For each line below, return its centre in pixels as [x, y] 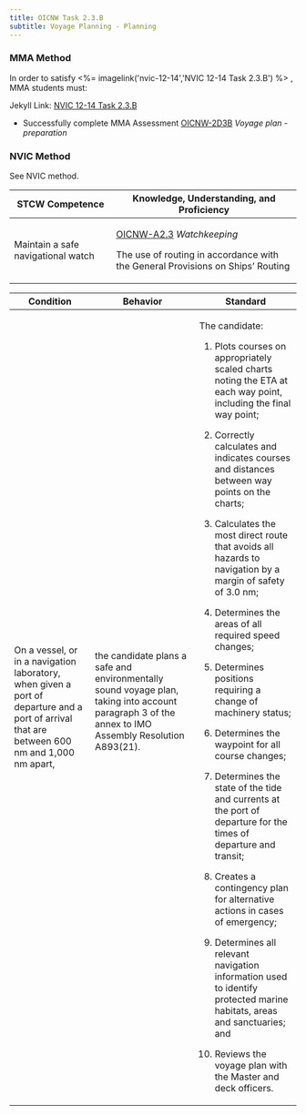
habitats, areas [246, 1011]
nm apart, [35, 764]
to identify [236, 988]
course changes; [250, 756]
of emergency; [246, 922]
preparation [45, 132]
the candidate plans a [141, 656]
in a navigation [45, 662]
